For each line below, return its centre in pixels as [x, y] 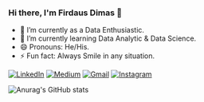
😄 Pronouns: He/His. [55, 47]
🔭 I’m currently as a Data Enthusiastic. [82, 30]
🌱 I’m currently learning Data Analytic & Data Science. [108, 38]
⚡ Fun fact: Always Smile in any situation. [87, 56]
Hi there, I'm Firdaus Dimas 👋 [65, 13]
